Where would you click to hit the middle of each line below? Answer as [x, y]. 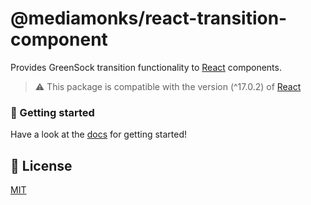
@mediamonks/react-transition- [149, 18]
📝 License [41, 165]
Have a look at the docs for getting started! [99, 134]
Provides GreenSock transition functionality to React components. [146, 67]
